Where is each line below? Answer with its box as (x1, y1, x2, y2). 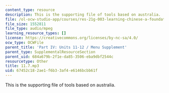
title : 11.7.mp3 (5, 63, 39, 68)
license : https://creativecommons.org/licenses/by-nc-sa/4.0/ (5, 36, 138, 41)
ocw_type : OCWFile (5, 40, 44, 45)
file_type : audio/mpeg (5, 26, 53, 31)
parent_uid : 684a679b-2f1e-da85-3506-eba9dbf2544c (5, 54, 114, 59)
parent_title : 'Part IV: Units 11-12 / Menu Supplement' (5, 45, 127, 50)
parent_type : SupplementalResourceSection (5, 49, 96, 54)
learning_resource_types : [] (5, 31, 66, 36)
